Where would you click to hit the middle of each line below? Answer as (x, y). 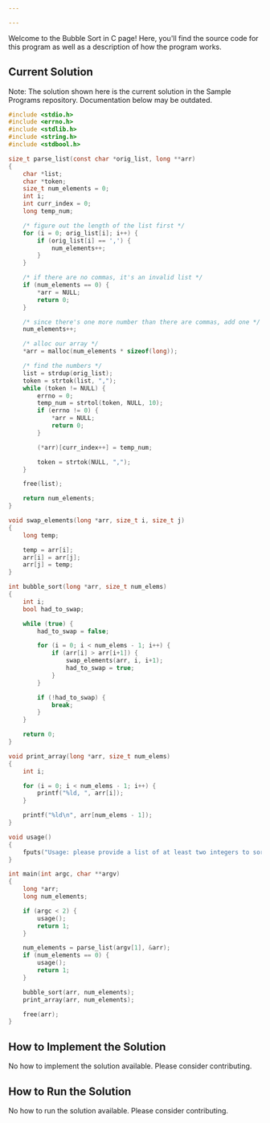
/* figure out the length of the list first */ (104, 226)
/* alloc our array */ (61, 344)
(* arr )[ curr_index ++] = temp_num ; (95, 447)
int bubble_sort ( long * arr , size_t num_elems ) (88, 587)
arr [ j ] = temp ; (48, 565)
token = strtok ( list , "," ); (70, 381)
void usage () (30, 837)
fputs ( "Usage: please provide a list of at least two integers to (136, 852)
